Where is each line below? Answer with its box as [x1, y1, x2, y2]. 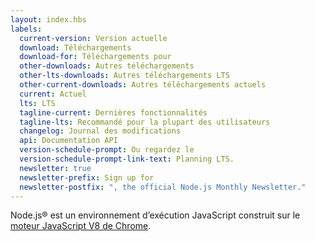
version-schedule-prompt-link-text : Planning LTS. [19, 154, 235, 164]
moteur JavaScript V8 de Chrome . [10, 220, 152, 232]
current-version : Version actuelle [19, 33, 168, 43]
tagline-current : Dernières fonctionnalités [19, 107, 208, 118]
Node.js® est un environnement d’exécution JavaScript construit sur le [10, 209, 301, 221]
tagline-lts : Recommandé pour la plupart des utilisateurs [19, 117, 271, 127]
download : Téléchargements [19, 42, 132, 53]
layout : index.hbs [10, 14, 87, 25]
